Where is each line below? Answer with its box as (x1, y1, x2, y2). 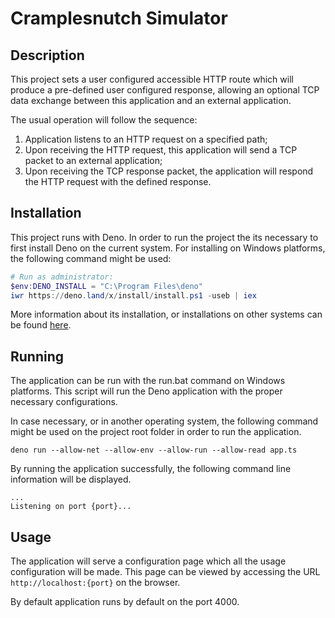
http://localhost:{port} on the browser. (10, 577, 181, 589)
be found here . (10, 319, 72, 331)
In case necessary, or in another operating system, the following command (10, 415, 319, 427)
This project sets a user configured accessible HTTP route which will (10, 73, 294, 85)
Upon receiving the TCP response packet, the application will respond (24, 165, 314, 177)
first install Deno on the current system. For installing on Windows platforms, (10, 242, 326, 254)
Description (10, 47, 85, 64)
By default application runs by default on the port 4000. (10, 596, 240, 608)
